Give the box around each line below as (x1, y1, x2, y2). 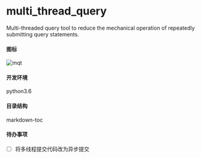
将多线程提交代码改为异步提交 (14, 145, 89, 153)
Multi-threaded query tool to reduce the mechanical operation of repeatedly (6, 24, 195, 31)
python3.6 (6, 88, 32, 95)
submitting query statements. (6, 30, 80, 38)
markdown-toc (6, 116, 43, 123)
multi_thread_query (6, 4, 107, 18)
